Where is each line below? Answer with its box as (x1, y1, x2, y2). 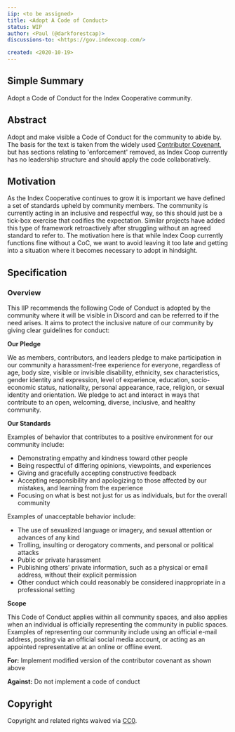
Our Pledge (7, 340, 41, 348)
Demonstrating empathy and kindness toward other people (17, 454, 188, 462)
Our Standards (7, 419, 51, 428)
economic (7, 384, 36, 392)
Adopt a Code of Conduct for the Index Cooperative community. (7, 93, 193, 102)
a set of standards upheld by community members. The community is (7, 202, 208, 210)
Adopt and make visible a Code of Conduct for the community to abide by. (7, 133, 222, 141)
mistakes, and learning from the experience (17, 484, 144, 492)
